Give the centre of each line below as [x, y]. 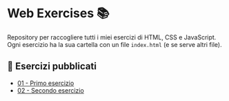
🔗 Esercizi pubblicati [52, 66]
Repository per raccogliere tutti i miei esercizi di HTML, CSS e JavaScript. [112, 37]
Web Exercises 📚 [58, 13]
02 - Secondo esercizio [50, 90]
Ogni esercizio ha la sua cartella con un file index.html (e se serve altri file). [114, 44]
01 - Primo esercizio [46, 83]
